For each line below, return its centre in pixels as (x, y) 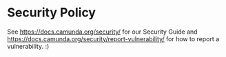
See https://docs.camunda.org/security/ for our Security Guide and (102, 32)
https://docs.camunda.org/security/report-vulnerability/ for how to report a (113, 38)
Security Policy (52, 13)
